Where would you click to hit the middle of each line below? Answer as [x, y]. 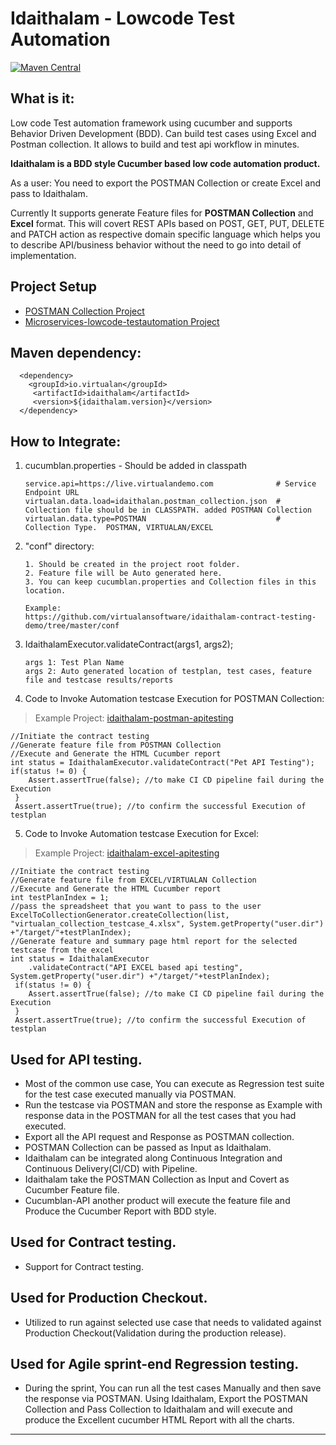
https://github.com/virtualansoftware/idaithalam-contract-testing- [170, 617]
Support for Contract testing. [84, 1266]
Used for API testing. [76, 1059]
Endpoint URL [52, 493]
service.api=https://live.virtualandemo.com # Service [170, 484]
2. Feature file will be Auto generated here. [123, 573]
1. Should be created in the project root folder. [132, 565]
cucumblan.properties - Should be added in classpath [136, 466]
